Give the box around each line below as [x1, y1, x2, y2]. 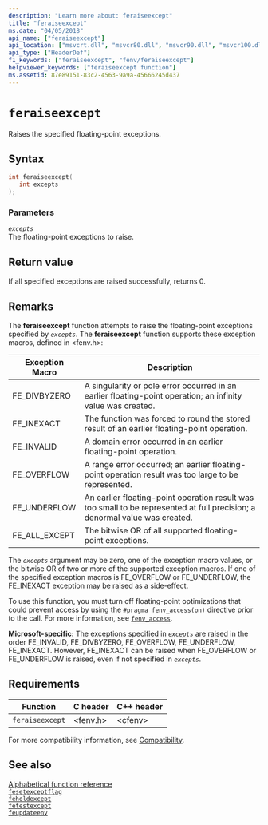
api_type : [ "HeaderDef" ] [8, 49, 91, 57]
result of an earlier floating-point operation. [84, 422, 248, 434]
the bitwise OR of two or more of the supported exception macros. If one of [8, 564, 256, 573]
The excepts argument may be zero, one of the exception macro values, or [8, 555, 253, 565]
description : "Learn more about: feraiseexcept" [8, 11, 173, 20]
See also [8, 758, 52, 771]
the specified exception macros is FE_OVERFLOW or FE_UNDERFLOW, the [8, 572, 251, 581]
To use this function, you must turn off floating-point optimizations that [8, 596, 242, 605]
